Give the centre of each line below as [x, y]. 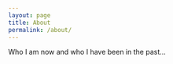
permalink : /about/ [40, 30]
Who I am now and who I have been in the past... [87, 52]
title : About [29, 23]
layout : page [29, 15]
